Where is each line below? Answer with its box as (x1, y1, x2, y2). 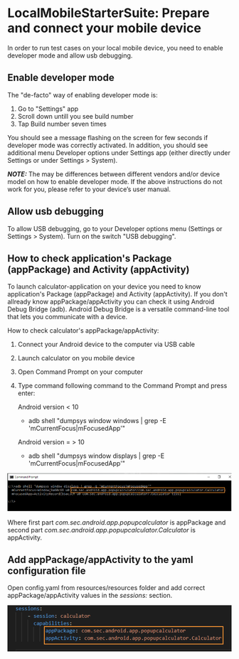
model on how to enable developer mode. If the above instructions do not (7, 177, 223, 186)
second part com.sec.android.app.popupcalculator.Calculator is (7, 525, 196, 534)
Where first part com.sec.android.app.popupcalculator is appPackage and (7, 518, 226, 527)
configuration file (7, 565, 87, 577)
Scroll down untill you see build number (17, 112, 134, 120)
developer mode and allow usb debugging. (7, 51, 133, 60)
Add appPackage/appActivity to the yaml (7, 554, 193, 566)
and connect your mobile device (7, 20, 201, 36)
